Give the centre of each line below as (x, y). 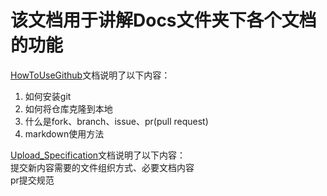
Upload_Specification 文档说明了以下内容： (98, 155)
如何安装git (48, 96)
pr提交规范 (32, 180)
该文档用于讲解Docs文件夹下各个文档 (163, 20)
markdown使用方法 (64, 133)
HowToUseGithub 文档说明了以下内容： (90, 75)
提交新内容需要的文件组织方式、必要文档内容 (102, 167)
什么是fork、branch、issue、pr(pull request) (116, 121)
